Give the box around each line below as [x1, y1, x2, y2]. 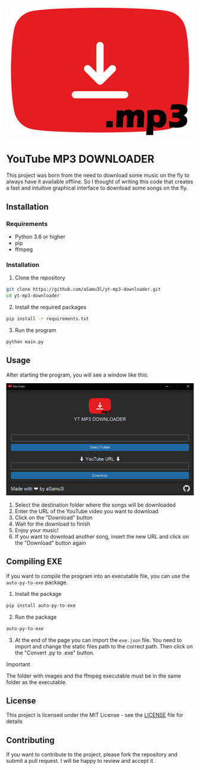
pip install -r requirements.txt [6, 316, 89, 322]
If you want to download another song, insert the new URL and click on [14, 533, 189, 540]
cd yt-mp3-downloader [6, 293, 60, 299]
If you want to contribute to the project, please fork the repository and [6, 751, 177, 758]
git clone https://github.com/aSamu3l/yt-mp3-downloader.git [6, 287, 161, 293]
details [6, 718, 23, 725]
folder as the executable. [6, 678, 67, 685]
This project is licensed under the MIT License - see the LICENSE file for [6, 712, 183, 719]
